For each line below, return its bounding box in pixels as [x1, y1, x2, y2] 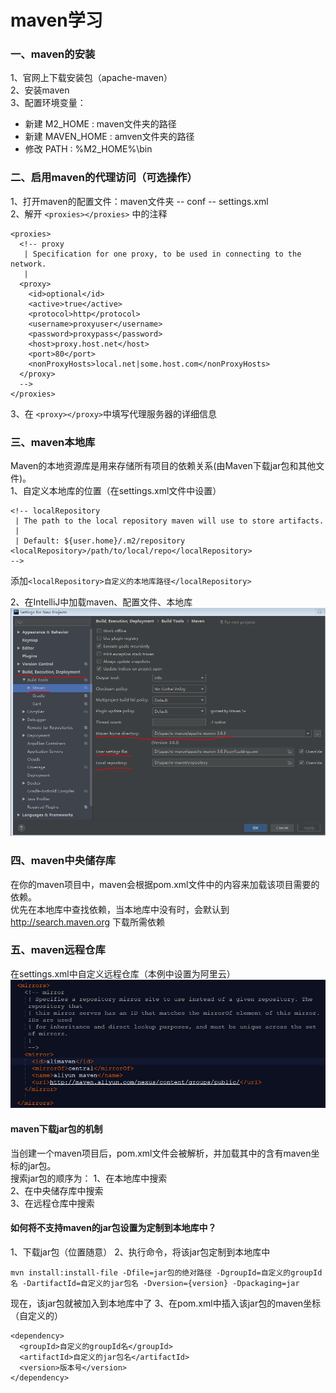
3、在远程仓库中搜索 [10, 1197, 95, 1209]
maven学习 [10, 9, 103, 32]
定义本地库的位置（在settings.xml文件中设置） [31, 485, 222, 497]
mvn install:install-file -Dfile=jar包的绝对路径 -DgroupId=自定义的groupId [10, 1267, 323, 1278]
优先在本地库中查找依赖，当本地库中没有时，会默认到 [10, 903, 230, 915]
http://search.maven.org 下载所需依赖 [10, 916, 165, 928]
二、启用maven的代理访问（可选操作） [10, 171, 198, 185]
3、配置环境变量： [10, 97, 87, 109]
